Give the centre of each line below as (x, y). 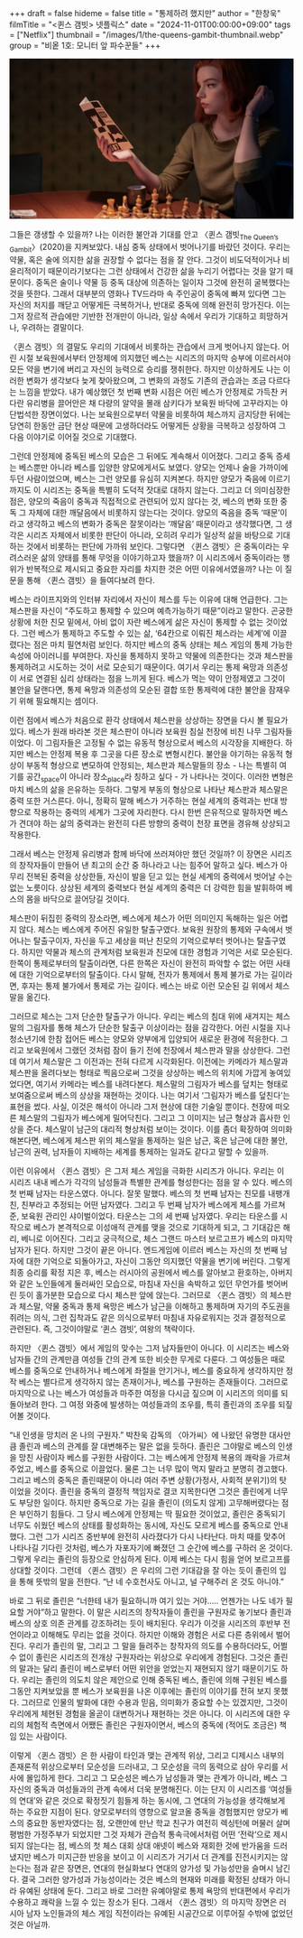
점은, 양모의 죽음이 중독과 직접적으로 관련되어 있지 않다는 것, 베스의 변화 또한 (144, 501)
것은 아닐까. (30, 1924)
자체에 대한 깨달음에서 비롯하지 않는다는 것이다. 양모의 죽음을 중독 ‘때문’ (154, 513)
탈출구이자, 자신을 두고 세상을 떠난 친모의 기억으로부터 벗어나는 (144, 941)
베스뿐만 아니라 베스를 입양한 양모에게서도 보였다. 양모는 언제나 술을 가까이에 (153, 468)
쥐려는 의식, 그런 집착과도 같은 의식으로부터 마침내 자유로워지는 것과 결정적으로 (148, 1317)
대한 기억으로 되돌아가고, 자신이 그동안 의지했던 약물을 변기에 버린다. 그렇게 (158, 1261)
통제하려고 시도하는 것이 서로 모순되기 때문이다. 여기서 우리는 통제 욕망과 (137, 667)
